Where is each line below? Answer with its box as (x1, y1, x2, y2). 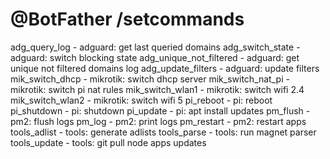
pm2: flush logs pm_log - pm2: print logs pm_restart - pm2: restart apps (10, 115, 307, 127)
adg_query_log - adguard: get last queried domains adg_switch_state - (10, 41, 301, 53)
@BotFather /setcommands (10, 8, 245, 31)
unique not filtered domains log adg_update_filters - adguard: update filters (10, 62, 320, 74)
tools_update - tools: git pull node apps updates (10, 136, 207, 148)
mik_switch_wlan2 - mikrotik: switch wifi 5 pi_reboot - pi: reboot (10, 94, 273, 106)
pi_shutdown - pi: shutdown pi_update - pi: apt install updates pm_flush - (10, 104, 311, 117)
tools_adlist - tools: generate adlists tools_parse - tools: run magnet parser (10, 126, 317, 138)
